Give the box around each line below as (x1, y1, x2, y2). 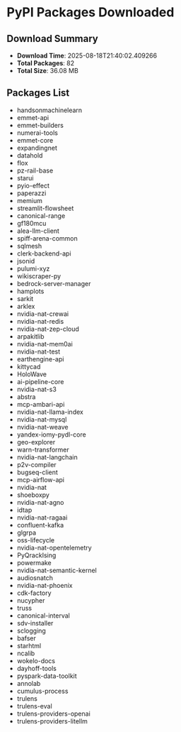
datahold (16, 151, 43, 160)
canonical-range (16, 211, 66, 220)
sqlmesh (16, 241, 42, 250)
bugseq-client (16, 468, 58, 476)
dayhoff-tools (16, 664, 57, 672)
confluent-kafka (16, 520, 64, 529)
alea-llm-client (16, 226, 59, 235)
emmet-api (16, 113, 49, 121)
